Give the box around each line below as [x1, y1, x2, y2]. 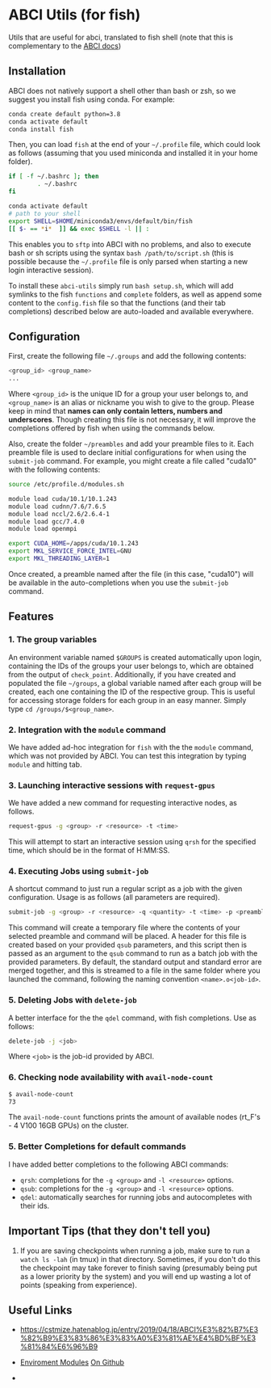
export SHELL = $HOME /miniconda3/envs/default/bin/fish [8, 217, 194, 225]
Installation [8, 65, 66, 78]
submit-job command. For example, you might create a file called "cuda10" [8, 456, 256, 466]
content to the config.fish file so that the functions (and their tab [8, 297, 226, 308]
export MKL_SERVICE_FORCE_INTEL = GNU [8, 547, 131, 555]
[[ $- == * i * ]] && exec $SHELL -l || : [8, 225, 150, 233]
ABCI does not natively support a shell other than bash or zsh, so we [8, 86, 236, 95]
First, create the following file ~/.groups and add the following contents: [8, 351, 247, 361]
